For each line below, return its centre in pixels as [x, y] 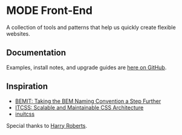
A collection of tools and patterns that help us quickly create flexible [91, 27]
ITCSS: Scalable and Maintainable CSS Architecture [79, 107]
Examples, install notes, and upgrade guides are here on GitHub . [86, 67]
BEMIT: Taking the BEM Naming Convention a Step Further [88, 101]
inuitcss [25, 114]
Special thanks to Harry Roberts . [47, 125]
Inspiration [27, 86]
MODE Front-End [49, 11]
